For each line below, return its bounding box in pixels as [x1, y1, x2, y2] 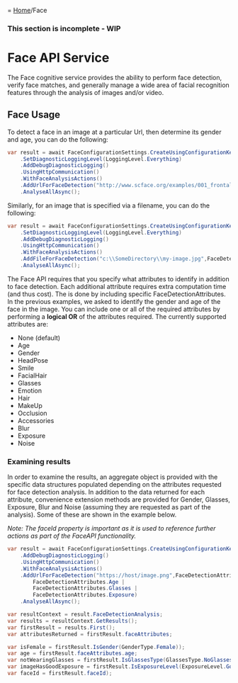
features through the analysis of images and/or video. [7, 88, 164, 96]
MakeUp [17, 401, 42, 410]
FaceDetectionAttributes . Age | [33, 578, 125, 585]
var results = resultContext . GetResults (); [7, 617, 138, 624]
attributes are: [7, 320, 48, 328]
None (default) [17, 333, 61, 342]
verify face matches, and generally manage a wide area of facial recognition [7, 81, 230, 89]
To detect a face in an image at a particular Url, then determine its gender [7, 128, 222, 136]
